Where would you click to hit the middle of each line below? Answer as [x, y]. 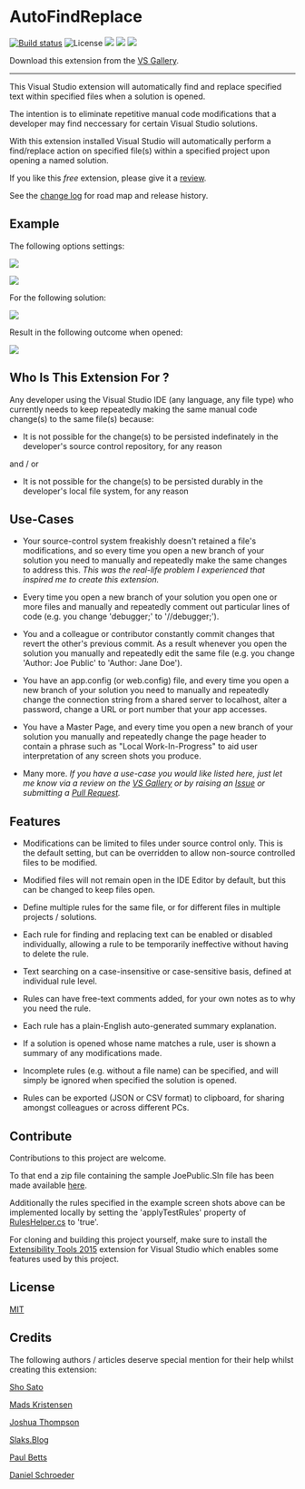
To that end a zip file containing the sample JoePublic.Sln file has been [142, 1176]
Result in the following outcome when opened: [96, 332]
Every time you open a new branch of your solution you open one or [150, 597]
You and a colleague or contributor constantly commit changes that [148, 634]
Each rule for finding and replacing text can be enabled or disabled [148, 935]
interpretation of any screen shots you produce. [112, 756]
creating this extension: [53, 1369]
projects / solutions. [59, 917]
